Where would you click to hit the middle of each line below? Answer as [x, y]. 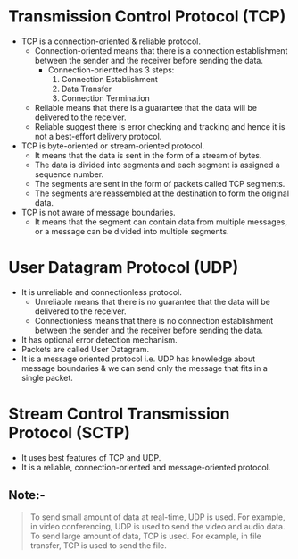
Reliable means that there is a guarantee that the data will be [146, 107]
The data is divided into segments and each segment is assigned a [157, 165]
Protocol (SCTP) [70, 433]
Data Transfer [87, 89]
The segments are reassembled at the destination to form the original [162, 193]
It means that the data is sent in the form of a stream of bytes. [148, 155]
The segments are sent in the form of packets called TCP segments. [160, 183]
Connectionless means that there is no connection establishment [154, 320]
